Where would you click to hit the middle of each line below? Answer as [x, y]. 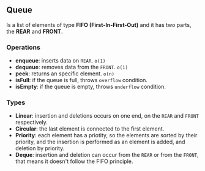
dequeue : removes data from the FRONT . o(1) [72, 67]
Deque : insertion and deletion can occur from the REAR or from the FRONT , [107, 155]
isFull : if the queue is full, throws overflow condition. [81, 80]
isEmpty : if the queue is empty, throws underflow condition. [91, 87]
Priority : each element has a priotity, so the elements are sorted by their [106, 135]
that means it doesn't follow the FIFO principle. [74, 161]
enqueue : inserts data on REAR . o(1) [60, 61]
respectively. [31, 123]
